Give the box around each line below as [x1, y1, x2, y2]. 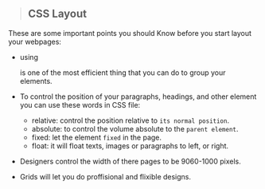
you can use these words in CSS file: [19, 100, 141, 109]
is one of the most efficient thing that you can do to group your [19, 68, 226, 77]
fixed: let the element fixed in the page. [31, 132, 162, 142]
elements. [19, 76, 53, 85]
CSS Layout [27, 7, 88, 21]
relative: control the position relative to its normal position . [31, 116, 229, 125]
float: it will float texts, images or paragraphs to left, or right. [31, 140, 229, 151]
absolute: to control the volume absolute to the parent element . [31, 124, 239, 133]
